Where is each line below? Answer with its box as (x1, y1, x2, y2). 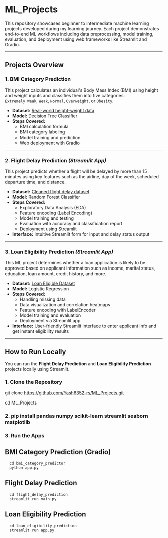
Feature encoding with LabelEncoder (19, 307, 96, 313)
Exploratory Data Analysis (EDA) (19, 204, 86, 210)
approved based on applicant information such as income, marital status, (5, 265, 155, 272)
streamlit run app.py (9, 528, 55, 533)
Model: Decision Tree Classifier (12, 113, 78, 119)
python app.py (9, 465, 39, 470)
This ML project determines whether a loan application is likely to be (5, 260, 146, 266)
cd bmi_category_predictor (9, 461, 66, 466)
